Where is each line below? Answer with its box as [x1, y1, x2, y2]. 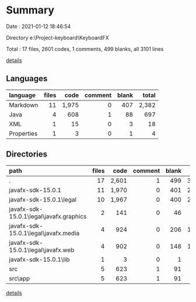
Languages [6, 74, 48, 84]
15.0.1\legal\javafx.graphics [9, 212, 87, 220]
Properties [9, 129, 38, 137]
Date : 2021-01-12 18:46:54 [6, 23, 71, 30]
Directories [6, 150, 48, 159]
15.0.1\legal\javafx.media [9, 229, 80, 237]
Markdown [9, 100, 38, 109]
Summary [6, 4, 54, 17]
